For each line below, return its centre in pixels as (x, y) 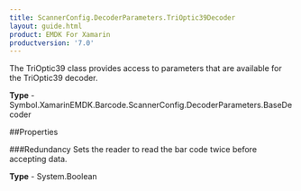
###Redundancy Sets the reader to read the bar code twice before (133, 150)
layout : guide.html (46, 26)
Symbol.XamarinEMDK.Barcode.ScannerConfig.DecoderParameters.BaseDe (151, 105)
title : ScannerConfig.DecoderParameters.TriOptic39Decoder (123, 18)
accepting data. (38, 159)
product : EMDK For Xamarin (60, 34)
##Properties (34, 132)
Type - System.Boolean (53, 177)
